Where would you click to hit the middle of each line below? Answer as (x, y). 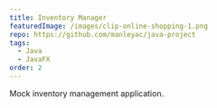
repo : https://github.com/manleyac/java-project (103, 34)
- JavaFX (34, 59)
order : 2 (26, 68)
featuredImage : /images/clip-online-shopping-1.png (108, 26)
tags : (19, 43)
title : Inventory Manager (58, 18)
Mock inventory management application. (87, 93)
